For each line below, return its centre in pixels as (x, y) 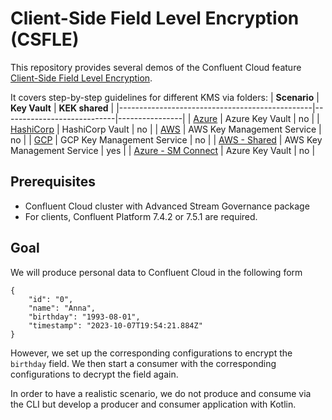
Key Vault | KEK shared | (62, 108)
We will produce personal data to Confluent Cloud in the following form (156, 272)
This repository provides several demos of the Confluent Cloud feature (156, 67)
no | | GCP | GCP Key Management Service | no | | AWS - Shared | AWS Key (166, 139)
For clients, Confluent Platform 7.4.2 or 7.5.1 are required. (141, 216)
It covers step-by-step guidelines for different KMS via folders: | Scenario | (165, 97)
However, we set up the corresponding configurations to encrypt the (151, 353)
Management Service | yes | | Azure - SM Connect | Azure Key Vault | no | (163, 150)
